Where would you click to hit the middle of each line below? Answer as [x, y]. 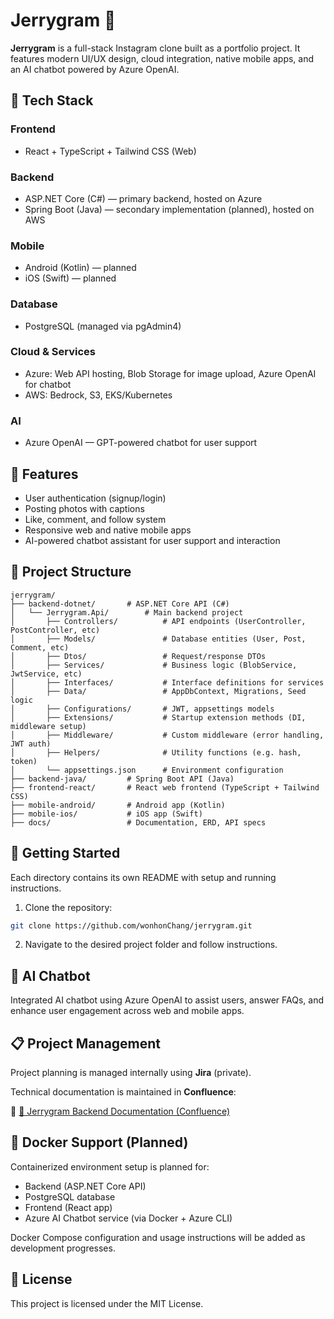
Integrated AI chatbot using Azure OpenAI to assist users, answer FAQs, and [167, 1000]
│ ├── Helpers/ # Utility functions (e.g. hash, [156, 752]
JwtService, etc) [46, 674]
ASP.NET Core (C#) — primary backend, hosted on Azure [143, 198]
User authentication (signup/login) [95, 498]
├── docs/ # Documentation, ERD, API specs [138, 822]
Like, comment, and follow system [95, 519]
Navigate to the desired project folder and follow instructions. [151, 945]
